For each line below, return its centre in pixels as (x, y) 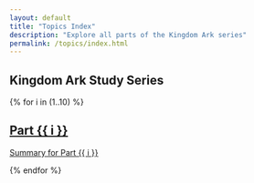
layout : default (40, 18)
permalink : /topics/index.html (69, 43)
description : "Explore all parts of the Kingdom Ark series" (128, 35)
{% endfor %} (36, 170)
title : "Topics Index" (53, 26)
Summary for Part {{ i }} (54, 152)
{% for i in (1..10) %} (47, 102)
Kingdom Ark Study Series (87, 80)
